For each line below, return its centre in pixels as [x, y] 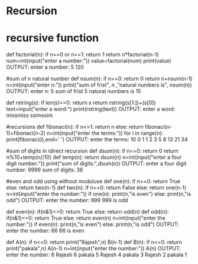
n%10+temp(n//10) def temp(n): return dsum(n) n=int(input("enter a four [94, 157]
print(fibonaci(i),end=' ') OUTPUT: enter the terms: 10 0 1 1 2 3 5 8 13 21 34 [97, 139]
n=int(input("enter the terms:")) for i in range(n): [105, 133]
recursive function [53, 38]
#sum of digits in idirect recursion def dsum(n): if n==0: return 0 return [92, 151]
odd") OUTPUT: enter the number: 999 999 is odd [67, 201]
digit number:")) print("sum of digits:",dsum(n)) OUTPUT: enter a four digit [96, 164]
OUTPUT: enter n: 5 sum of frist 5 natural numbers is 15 [74, 91]
